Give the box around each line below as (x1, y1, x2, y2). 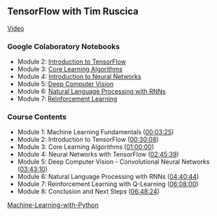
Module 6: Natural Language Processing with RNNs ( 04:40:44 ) (17, 173, 199, 181)
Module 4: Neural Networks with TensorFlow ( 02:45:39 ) (17, 150, 180, 159)
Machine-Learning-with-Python (7, 201, 99, 209)
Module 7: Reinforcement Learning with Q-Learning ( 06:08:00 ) (17, 180, 199, 188)
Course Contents (7, 112, 66, 122)
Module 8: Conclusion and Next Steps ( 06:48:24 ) (17, 187, 160, 196)
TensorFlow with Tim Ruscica (7, 6, 139, 17)
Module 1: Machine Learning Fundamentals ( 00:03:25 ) (17, 128, 174, 136)
